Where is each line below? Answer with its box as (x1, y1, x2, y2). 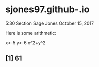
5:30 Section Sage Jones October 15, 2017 (5, 20, 94, 26)
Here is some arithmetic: (5, 30, 57, 36)
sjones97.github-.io (5, 4, 90, 15)
